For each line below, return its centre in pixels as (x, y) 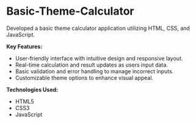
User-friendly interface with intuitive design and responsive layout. (99, 58)
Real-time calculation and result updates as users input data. (91, 65)
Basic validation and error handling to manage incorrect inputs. (94, 71)
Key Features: (24, 46)
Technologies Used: (32, 89)
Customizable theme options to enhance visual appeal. (84, 78)
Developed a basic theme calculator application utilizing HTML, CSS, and (98, 28)
